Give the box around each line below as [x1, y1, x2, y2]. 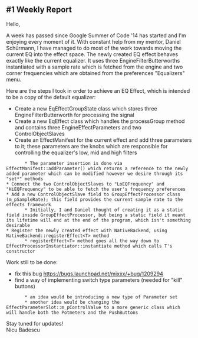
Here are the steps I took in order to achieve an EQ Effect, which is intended [6, 87, 190, 94]
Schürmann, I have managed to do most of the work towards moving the [6, 44, 182, 51]
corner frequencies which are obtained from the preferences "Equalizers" [6, 69, 185, 76]
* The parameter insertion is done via [24, 160, 123, 166]
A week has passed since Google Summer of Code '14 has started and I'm [6, 32, 187, 39]
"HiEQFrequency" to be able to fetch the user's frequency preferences [6, 186, 186, 192]
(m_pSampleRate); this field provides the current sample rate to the [6, 196, 183, 203]
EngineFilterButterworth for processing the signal [14, 111, 134, 118]
